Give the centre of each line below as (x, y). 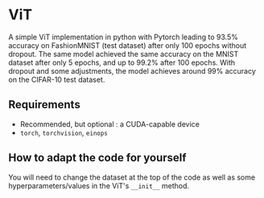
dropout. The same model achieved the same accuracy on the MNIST (124, 54)
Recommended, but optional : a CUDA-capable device (109, 124)
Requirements (44, 105)
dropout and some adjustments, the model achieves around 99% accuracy (132, 71)
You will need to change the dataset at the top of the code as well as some (132, 177)
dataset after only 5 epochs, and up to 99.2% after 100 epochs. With (122, 63)
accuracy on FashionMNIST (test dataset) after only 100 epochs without (128, 45)
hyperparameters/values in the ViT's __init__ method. (99, 185)
